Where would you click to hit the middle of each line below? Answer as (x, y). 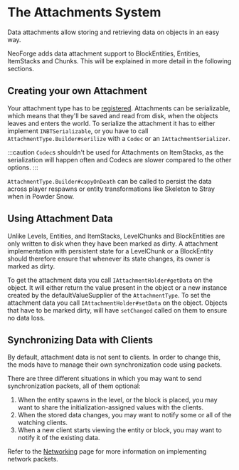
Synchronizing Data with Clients (80, 340)
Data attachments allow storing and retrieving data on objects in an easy (113, 32)
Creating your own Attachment (77, 91)
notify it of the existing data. (59, 438)
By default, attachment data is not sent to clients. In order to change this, (114, 357)
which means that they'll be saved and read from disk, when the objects (113, 115)
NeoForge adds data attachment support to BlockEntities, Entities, (104, 53)
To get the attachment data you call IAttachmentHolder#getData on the (110, 280)
